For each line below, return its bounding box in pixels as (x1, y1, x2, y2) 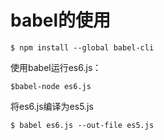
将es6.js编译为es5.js (10, 100, 94, 112)
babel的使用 (10, 9, 112, 32)
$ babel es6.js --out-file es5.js (10, 120, 155, 130)
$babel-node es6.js (10, 81, 92, 91)
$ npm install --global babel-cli (10, 42, 155, 53)
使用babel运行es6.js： (10, 61, 102, 73)
